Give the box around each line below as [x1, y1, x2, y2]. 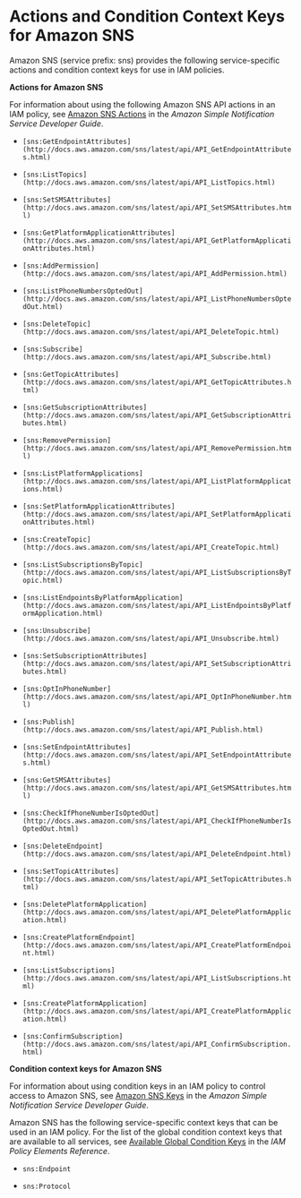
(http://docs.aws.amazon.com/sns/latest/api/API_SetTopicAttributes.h [21, 875, 292, 884]
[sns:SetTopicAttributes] [21, 867, 119, 876]
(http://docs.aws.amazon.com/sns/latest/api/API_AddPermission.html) [21, 269, 288, 278]
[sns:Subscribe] [21, 345, 83, 354]
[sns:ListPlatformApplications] [21, 468, 143, 478]
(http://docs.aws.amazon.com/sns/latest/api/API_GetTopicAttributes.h [21, 378, 292, 387]
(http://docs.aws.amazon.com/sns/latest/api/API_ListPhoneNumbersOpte [21, 294, 292, 304]
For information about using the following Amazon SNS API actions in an [9, 98, 276, 109]
